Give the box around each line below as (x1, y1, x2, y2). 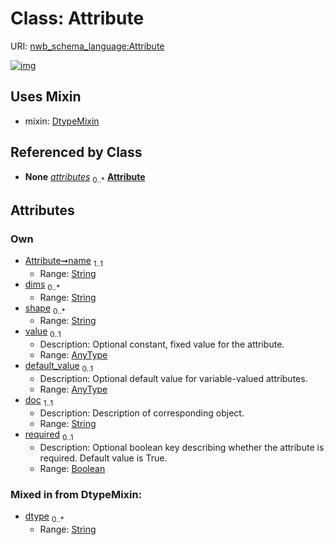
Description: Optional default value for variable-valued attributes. (39, 373, 308, 385)
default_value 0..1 (24, 360, 94, 374)
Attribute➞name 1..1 (24, 255, 104, 269)
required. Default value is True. (39, 452, 168, 464)
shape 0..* (24, 302, 66, 316)
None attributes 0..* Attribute (24, 170, 146, 185)
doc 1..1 (24, 394, 53, 408)
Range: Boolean (39, 462, 106, 474)
